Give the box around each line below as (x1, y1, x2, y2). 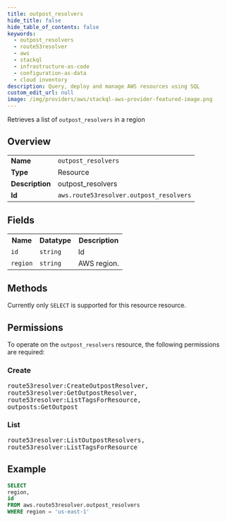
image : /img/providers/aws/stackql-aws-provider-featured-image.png (7, 96, 213, 103)
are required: (7, 348, 45, 356)
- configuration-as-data (13, 69, 87, 76)
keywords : (7, 30, 37, 37)
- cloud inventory (13, 76, 68, 83)
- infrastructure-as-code (13, 63, 90, 70)
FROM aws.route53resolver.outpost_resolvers (7, 501, 140, 509)
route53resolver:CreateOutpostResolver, (7, 381, 149, 390)
